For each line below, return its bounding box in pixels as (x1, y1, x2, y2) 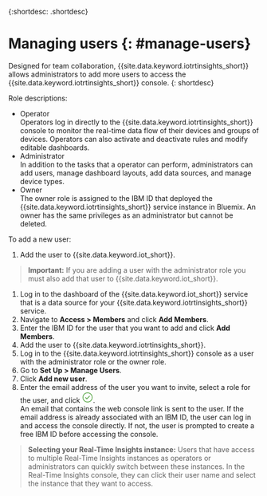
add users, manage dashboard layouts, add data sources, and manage (19, 167, 252, 178)
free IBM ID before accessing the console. (19, 429, 159, 439)
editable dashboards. (19, 143, 90, 152)
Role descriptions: (8, 93, 68, 103)
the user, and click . (19, 395, 96, 405)
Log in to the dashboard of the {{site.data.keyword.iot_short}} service (19, 289, 249, 298)
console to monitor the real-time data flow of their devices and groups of (19, 125, 259, 135)
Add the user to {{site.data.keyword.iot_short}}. (19, 250, 175, 259)
